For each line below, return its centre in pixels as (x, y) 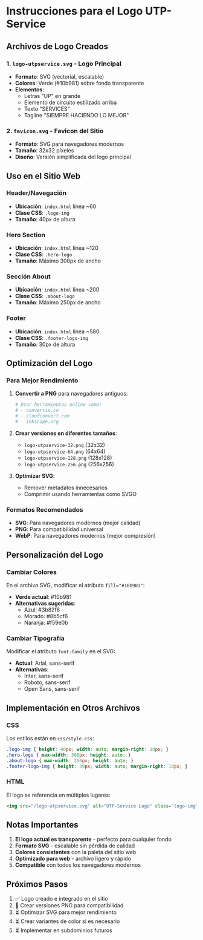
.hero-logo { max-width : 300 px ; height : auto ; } (69, 755)
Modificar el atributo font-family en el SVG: (61, 651)
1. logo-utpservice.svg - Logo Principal (64, 64)
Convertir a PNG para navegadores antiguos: (71, 394)
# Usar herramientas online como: (58, 405)
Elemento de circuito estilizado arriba (70, 102)
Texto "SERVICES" (47, 109)
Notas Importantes (42, 825)
